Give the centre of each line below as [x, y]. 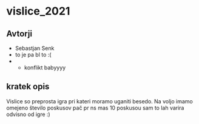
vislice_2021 [38, 11]
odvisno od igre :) [28, 114]
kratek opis [28, 87]
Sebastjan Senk [35, 48]
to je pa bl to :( [33, 55]
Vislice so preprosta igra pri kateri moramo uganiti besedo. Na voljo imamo [99, 101]
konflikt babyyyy [45, 67]
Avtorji [19, 34]
